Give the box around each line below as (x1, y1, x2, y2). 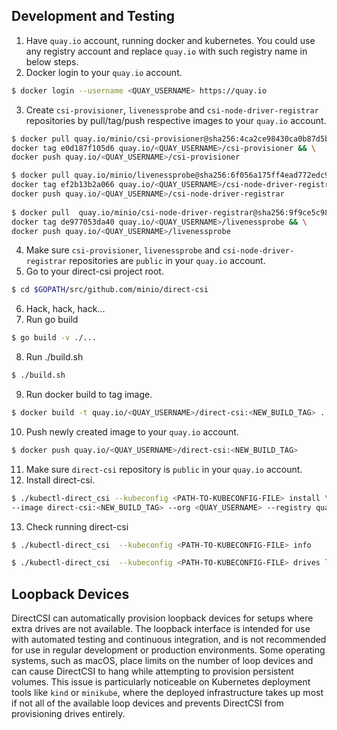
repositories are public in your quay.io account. (69, 255, 266, 267)
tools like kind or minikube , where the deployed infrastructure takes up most (11, 687, 324, 699)
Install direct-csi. (25, 474, 96, 486)
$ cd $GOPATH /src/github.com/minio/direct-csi (11, 285, 209, 295)
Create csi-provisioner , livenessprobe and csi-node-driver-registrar (25, 104, 319, 116)
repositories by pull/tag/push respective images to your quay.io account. (25, 114, 327, 126)
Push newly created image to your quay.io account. (25, 425, 239, 438)
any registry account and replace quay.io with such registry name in (25, 45, 308, 57)
